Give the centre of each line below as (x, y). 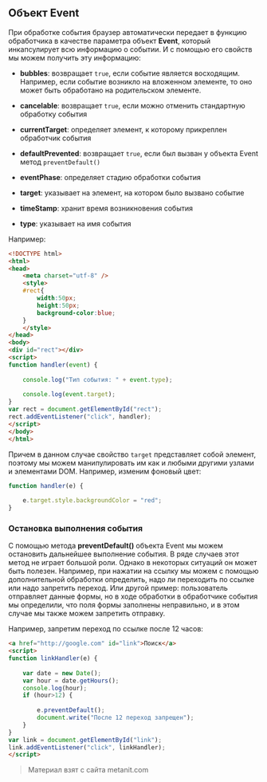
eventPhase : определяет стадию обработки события (110, 177)
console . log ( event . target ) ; (69, 395)
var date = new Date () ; (62, 673)
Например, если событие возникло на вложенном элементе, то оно (136, 81)
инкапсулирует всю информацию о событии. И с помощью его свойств (130, 49)
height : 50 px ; (59, 305)
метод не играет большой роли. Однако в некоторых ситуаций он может (133, 563)
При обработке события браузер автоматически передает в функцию (128, 32)
